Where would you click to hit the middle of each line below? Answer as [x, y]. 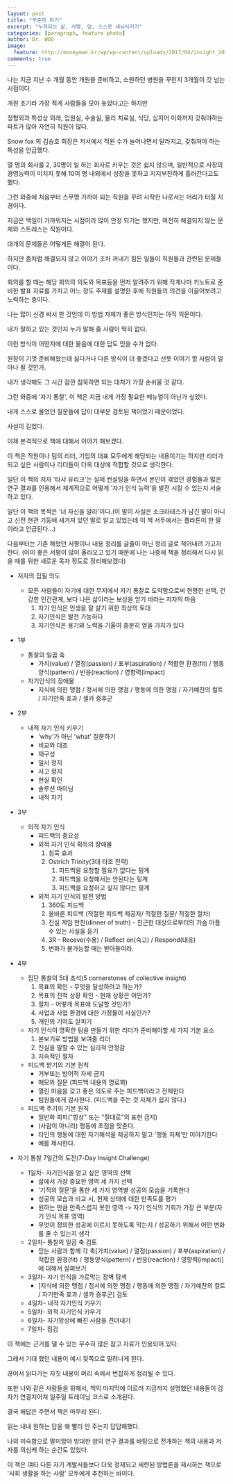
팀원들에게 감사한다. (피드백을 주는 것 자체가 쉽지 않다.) [112, 1100]
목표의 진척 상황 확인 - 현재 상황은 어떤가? [94, 995]
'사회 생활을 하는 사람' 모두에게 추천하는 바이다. [71, 1473]
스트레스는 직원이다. [47, 229]
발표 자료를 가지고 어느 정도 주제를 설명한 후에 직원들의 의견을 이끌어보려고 [121, 291]
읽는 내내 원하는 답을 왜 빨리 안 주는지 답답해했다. [74, 1426]
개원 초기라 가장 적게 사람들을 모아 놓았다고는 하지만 [77, 103]
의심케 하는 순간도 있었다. [54, 1449]
